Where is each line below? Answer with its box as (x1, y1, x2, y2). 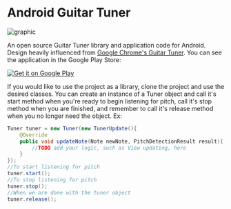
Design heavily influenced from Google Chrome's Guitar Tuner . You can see (7, 48, 222, 57)
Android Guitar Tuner (7, 5, 131, 21)
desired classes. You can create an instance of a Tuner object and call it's (7, 90, 217, 98)
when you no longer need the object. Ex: (7, 112, 123, 120)
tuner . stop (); (7, 183, 48, 190)
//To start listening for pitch (7, 163, 100, 170)
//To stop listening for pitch (7, 176, 97, 183)
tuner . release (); (7, 195, 57, 203)
